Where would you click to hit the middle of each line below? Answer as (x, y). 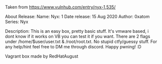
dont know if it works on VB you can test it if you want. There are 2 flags (78, 36)
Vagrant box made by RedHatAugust (42, 56)
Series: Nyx (17, 22)
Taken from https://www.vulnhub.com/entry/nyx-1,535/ (61, 7)
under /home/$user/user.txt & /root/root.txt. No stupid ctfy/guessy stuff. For (81, 42)
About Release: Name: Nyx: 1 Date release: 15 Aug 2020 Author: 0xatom (77, 16)
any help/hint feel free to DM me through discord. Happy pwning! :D (73, 47)
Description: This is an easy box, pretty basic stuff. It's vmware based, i (77, 31)
